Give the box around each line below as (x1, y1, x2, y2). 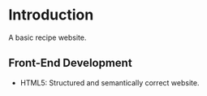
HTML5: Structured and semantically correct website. (19, 77, 200, 87)
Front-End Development (8, 56, 132, 70)
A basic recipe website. (8, 33, 87, 42)
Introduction (8, 6, 94, 24)
